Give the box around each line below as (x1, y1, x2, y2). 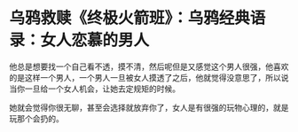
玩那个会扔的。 (9, 113, 64, 124)
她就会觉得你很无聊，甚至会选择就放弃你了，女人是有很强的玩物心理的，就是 (9, 102, 289, 113)
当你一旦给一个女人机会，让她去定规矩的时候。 (9, 83, 180, 94)
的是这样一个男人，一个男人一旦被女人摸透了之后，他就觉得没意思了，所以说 (9, 72, 289, 82)
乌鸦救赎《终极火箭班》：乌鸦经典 (9, 8, 251, 28)
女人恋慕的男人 (40, 30, 150, 50)
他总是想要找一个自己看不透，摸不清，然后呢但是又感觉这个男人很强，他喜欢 (9, 61, 289, 72)
